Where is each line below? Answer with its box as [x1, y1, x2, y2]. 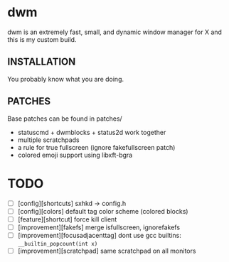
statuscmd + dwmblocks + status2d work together [17, 128, 166, 136]
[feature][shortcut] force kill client [17, 214, 117, 224]
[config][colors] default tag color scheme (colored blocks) [17, 207, 188, 215]
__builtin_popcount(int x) [17, 240, 98, 247]
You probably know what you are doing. [7, 75, 124, 83]
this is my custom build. [7, 35, 77, 43]
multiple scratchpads [17, 136, 80, 144]
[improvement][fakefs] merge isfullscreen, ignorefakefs [17, 223, 180, 231]
